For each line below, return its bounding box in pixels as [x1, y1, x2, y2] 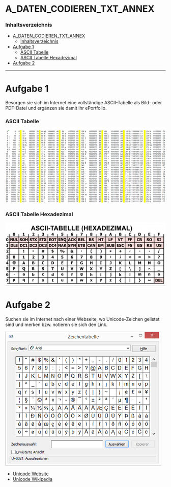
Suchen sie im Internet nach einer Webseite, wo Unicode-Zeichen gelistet [5, 316, 160, 322]
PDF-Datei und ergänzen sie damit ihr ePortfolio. [5, 105, 107, 111]
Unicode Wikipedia [12, 476, 52, 482]
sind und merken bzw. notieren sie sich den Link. [5, 321, 108, 328]
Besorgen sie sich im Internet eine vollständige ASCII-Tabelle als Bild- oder [5, 100, 162, 106]
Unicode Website [12, 471, 49, 477]
